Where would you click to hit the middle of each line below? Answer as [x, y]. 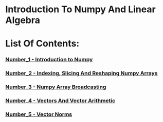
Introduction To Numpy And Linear [80, 9]
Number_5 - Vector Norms [39, 114]
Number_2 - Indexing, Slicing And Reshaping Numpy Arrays [81, 74]
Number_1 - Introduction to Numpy [49, 60]
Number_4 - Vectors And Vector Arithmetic [60, 101]
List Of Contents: [42, 44]
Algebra [23, 20]
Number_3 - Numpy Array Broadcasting [56, 87]
